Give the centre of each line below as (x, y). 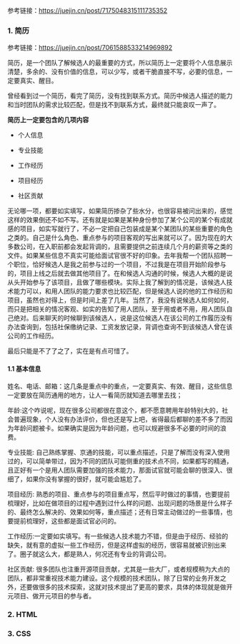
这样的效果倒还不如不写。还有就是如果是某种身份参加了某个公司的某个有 (114, 220)
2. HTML (22, 615)
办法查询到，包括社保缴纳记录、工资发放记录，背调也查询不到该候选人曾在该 (120, 327)
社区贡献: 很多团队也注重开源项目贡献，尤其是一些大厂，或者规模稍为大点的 (119, 569)
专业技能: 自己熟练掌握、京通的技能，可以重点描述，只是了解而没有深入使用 (119, 452)
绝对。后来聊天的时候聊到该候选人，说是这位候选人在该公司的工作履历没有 (123, 318)
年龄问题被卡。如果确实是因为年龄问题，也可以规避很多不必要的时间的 (116, 428)
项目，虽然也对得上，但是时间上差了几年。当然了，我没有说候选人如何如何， (120, 300)
